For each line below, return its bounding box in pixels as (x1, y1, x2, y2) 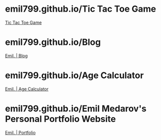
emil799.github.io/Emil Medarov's (5, 103, 147, 114)
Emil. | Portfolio (5, 129, 36, 135)
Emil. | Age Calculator (5, 86, 49, 92)
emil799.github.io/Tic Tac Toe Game (5, 3, 157, 15)
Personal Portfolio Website (5, 114, 116, 124)
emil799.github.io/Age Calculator (5, 70, 144, 81)
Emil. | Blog (5, 53, 28, 59)
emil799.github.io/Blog (5, 37, 101, 48)
